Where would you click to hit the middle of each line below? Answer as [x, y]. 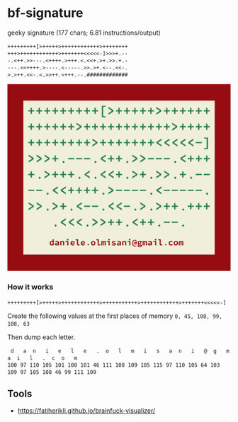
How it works [30, 287]
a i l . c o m [42, 358]
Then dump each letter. [41, 337]
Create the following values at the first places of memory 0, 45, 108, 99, [115, 316]
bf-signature [45, 13]
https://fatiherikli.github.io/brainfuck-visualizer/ [86, 411]
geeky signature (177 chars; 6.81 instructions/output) [84, 33]
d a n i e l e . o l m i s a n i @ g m [120, 351]
